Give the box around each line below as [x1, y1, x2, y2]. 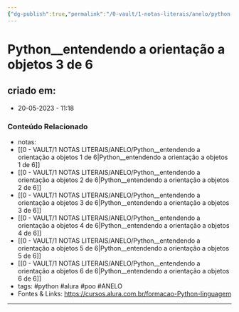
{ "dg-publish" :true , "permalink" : [7, 10, 107, 18]
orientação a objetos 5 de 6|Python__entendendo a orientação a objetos [17, 243, 230, 252]
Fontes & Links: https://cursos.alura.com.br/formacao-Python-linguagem [17, 289, 232, 298]
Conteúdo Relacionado [7, 121, 88, 131]
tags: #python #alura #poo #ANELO [17, 281, 123, 290]
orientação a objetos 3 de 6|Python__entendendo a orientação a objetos [17, 198, 230, 207]
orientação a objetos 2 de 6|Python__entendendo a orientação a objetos [17, 176, 230, 184]
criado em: [7, 85, 56, 97]
